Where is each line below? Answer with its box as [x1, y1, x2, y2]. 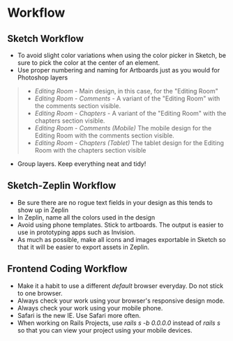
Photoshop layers [17, 73, 68, 82]
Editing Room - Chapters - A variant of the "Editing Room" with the [34, 109, 227, 117]
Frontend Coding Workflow [7, 263, 128, 275]
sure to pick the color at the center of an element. [17, 59, 160, 67]
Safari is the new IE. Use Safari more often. [17, 311, 141, 319]
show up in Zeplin [17, 206, 68, 214]
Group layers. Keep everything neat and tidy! [17, 160, 146, 168]
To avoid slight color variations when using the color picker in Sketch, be [17, 51, 227, 59]
